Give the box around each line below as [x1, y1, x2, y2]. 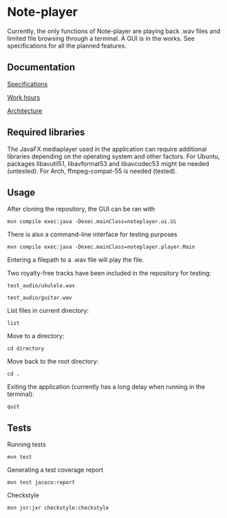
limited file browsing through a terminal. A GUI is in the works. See [7, 34, 195, 42]
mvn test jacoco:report [7, 479, 76, 486]
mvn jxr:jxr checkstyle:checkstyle [7, 504, 109, 512]
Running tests [7, 440, 46, 448]
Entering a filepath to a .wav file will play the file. [7, 256, 144, 264]
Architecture [7, 106, 43, 114]
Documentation [7, 61, 76, 73]
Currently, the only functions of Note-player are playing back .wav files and [7, 27, 221, 35]
